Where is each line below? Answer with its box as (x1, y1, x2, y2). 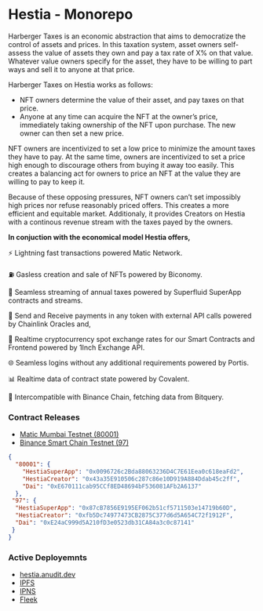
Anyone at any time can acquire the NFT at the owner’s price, (19, 111, 218, 121)
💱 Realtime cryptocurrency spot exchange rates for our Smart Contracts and (8, 334, 255, 344)
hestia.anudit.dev (19, 570, 76, 580)
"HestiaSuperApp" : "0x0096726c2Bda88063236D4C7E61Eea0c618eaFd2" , (22, 467, 244, 475)
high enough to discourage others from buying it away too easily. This (8, 160, 235, 169)
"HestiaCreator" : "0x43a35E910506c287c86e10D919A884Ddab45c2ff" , (22, 475, 241, 483)
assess (8, 48, 31, 57)
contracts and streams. (8, 296, 83, 305)
